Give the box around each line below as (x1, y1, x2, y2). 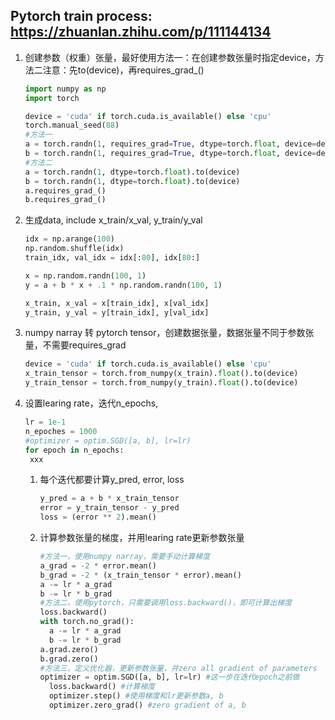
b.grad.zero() (39, 654, 99, 664)
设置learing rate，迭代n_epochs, (24, 397, 159, 409)
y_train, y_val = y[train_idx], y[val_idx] (24, 307, 210, 318)
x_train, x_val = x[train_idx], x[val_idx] (24, 298, 210, 308)
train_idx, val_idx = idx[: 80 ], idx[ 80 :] (24, 253, 201, 263)
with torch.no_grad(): (39, 617, 135, 627)
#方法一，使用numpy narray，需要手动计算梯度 (39, 552, 211, 562)
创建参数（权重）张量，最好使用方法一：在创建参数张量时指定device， (24, 51, 316, 63)
